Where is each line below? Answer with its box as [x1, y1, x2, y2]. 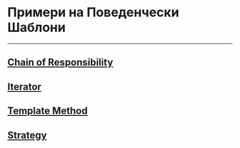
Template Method [7, 105, 88, 117]
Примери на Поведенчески [7, 4, 180, 21]
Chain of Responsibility [7, 56, 114, 68]
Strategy [7, 129, 47, 141]
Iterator [7, 80, 41, 92]
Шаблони [7, 19, 66, 36]
